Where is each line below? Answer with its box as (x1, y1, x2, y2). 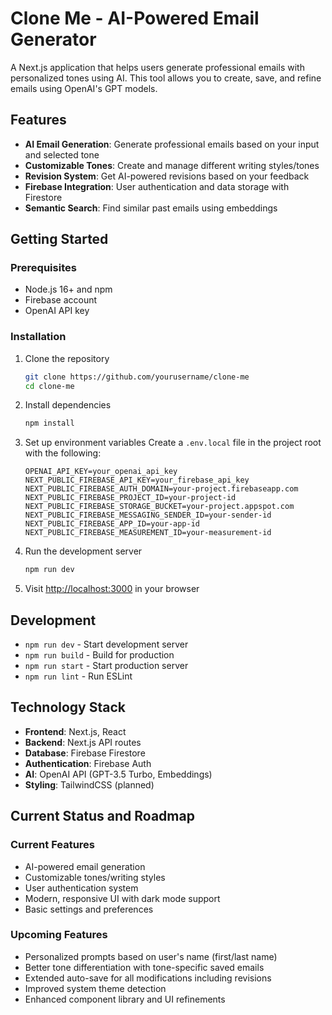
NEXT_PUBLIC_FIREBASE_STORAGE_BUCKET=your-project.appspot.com (24, 502, 295, 512)
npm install (24, 418, 75, 429)
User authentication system (24, 882, 139, 894)
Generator (10, 28, 97, 51)
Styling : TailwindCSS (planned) (24, 778, 155, 791)
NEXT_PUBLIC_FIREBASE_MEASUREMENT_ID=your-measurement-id (24, 528, 272, 538)
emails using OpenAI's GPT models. (10, 82, 158, 94)
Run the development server (24, 545, 143, 557)
